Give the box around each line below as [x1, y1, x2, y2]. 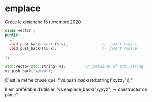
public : [5, 32, 21, 38]
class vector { [5, 28, 36, 33]
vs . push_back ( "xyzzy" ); [5, 68, 53, 73]
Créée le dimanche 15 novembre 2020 [5, 19, 81, 25]
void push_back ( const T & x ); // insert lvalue [9, 42, 137, 46]
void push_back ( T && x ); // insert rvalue [9, 46, 137, 51]
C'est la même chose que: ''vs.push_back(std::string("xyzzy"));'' [5, 77, 134, 83]
